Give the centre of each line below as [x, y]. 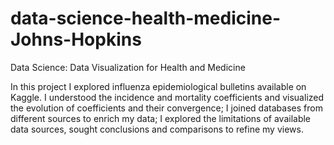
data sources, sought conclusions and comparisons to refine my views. [157, 129]
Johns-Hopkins [76, 39]
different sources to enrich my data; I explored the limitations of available [161, 118]
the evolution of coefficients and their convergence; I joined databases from [166, 108]
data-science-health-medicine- [145, 18]
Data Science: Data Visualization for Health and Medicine [128, 67]
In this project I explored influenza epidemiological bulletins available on [158, 86]
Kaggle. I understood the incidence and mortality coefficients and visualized [167, 97]
